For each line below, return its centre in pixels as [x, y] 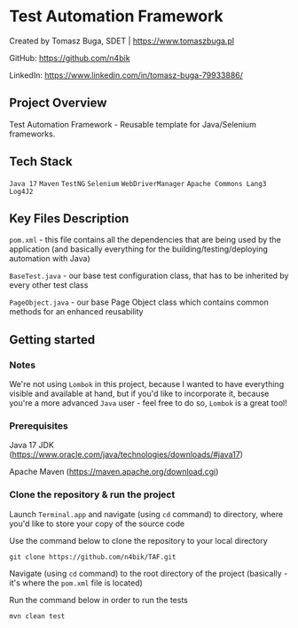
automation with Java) [50, 259]
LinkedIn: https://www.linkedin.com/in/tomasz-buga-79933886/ [126, 75]
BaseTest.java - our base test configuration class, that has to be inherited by [149, 275]
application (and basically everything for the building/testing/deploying [138, 249]
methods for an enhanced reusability [76, 312]
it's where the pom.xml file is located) [76, 583]
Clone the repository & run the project [92, 495]
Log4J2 [21, 191]
